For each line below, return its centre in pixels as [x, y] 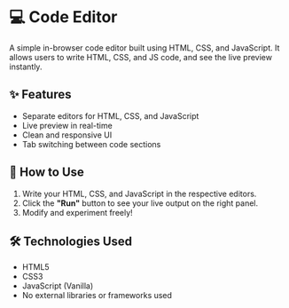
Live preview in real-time [67, 125]
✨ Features [40, 95]
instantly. [26, 67]
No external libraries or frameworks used [97, 296]
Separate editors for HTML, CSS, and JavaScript [110, 115]
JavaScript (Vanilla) [58, 286]
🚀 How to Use [47, 173]
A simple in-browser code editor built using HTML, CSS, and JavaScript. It [144, 47]
